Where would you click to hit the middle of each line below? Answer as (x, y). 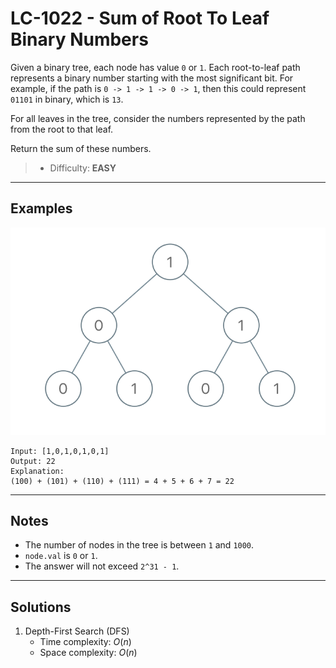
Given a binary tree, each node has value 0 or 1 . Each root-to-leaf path (155, 67)
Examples (41, 208)
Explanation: (37, 471)
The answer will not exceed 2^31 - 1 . (102, 566)
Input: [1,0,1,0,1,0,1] (60, 451)
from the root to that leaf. (62, 129)
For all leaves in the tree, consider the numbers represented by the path (158, 118)
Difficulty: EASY (83, 168)
